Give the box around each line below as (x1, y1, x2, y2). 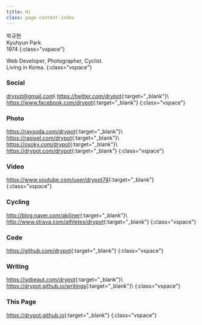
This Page (6, 298, 36, 306)
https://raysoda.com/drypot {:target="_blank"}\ (6, 128, 123, 135)
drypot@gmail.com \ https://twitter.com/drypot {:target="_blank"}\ (6, 92, 169, 100)
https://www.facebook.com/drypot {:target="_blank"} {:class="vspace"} (6, 98, 186, 106)
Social (6, 78, 25, 87)
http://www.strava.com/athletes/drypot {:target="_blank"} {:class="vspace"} (6, 218, 197, 225)
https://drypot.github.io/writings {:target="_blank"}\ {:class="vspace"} (6, 282, 181, 290)
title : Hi (6, 9, 32, 15)
